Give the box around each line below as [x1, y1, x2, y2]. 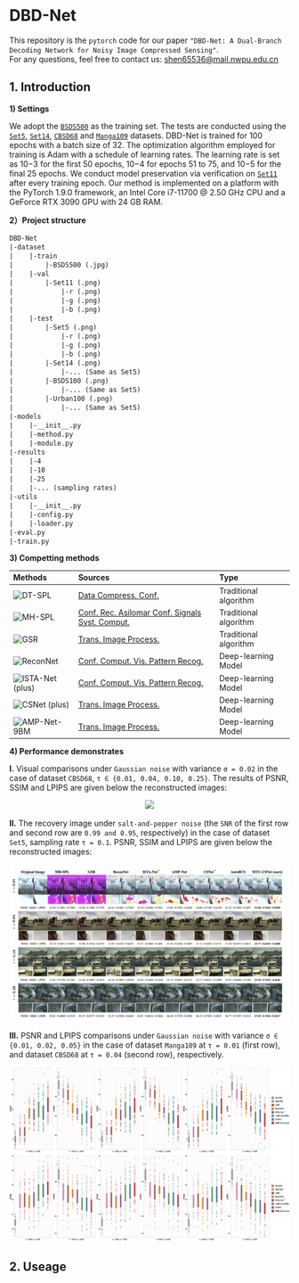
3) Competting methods [9, 552, 100, 563]
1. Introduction [9, 79, 91, 95]
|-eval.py [9, 528, 46, 537]
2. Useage [9, 1259, 67, 1274]
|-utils [9, 492, 38, 501]
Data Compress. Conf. [77, 590, 159, 600]
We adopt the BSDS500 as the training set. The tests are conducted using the [9, 120, 287, 131]
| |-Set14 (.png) [9, 358, 101, 367]
